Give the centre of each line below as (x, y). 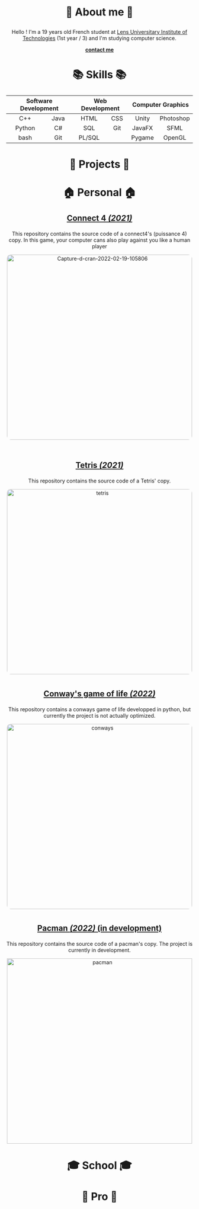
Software (39, 101)
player (99, 247)
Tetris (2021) (99, 466)
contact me (99, 50)
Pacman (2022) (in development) (99, 928)
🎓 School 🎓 (99, 1165)
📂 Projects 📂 (99, 164)
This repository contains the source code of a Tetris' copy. (99, 481)
